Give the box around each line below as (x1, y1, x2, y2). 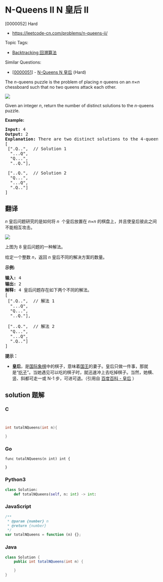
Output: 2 (5, 131, 28, 137)
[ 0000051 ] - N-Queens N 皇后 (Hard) (12, 69, 86, 75)
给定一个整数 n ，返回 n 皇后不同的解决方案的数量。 (5, 254, 108, 260)
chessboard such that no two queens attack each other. (5, 84, 117, 90)
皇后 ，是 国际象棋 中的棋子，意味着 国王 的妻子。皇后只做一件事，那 (12, 363, 144, 369)
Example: (5, 117, 25, 123)
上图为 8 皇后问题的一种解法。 (5, 243, 65, 250)
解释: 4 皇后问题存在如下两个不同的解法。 (5, 287, 92, 292)
